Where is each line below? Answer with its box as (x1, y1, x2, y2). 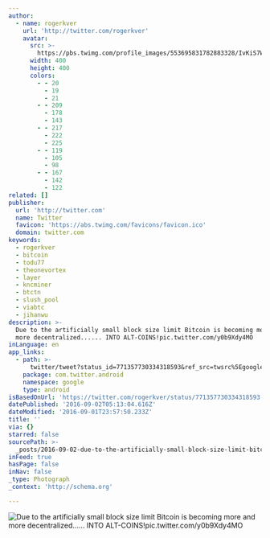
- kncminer (15, 281, 52, 290)
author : (8, 11, 35, 20)
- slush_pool (15, 296, 59, 304)
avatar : (22, 34, 48, 43)
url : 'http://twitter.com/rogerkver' (22, 27, 149, 35)
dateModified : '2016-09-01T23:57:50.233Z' (8, 408, 153, 417)
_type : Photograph (8, 475, 70, 483)
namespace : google (22, 378, 84, 386)
